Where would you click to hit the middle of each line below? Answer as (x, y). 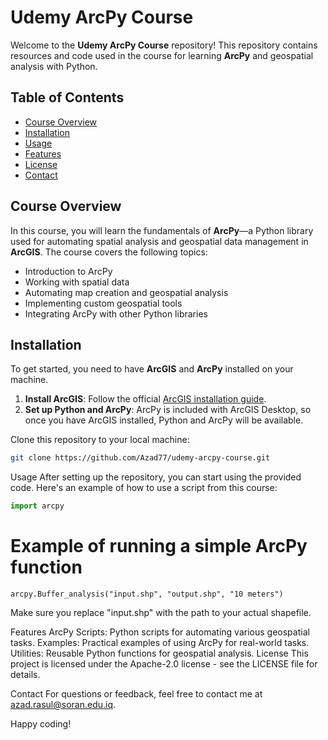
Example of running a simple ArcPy (159, 546)
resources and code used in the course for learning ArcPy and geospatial (162, 55)
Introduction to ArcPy (68, 271)
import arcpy (37, 506)
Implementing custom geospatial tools (103, 303)
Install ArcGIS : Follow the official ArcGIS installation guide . (145, 399)
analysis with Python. (54, 66)
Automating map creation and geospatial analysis (126, 292)
